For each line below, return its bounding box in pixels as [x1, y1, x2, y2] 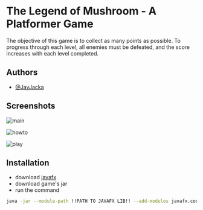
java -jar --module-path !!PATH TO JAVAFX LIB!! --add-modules [6, 198, 169, 205]
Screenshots [6, 101, 56, 111]
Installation [6, 157, 50, 168]
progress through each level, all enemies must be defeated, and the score [6, 43, 190, 51]
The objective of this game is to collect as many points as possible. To [6, 37, 181, 44]
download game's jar [14, 180, 68, 188]
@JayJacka [14, 83, 44, 91]
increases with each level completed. [6, 49, 99, 57]
